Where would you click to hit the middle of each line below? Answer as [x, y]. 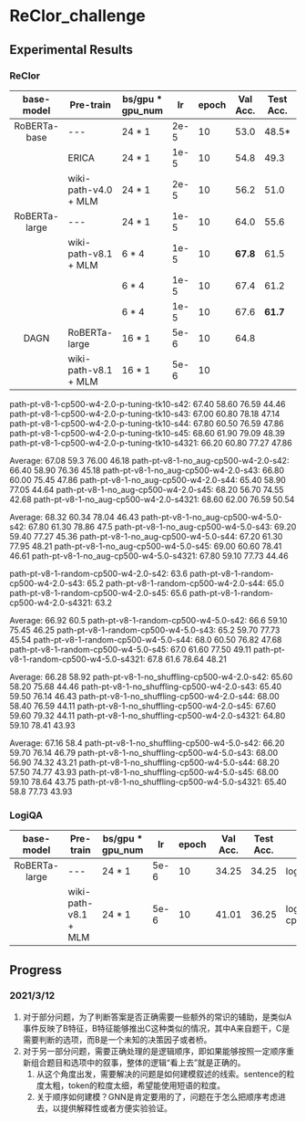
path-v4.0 [90, 190]
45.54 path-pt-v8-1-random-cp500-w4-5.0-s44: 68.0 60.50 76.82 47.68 [146, 639]
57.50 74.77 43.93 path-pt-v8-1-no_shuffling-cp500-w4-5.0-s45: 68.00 [144, 771]
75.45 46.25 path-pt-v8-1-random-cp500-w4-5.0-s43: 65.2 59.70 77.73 [145, 630]
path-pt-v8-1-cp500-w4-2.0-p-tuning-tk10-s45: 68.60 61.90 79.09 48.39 [147, 433]
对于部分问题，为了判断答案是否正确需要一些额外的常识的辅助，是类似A [157, 1017]
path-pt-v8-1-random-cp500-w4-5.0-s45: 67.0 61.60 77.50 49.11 [131, 649]
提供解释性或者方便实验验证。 [117, 1108]
